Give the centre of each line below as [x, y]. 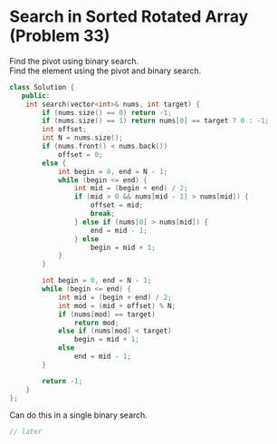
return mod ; [96, 323]
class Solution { [42, 87]
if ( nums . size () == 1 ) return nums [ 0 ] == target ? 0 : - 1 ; [156, 121]
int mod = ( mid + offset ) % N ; [117, 305]
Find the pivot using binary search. [74, 61]
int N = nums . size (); [83, 138]
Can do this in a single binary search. [78, 415]
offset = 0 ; [80, 154]
